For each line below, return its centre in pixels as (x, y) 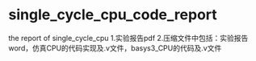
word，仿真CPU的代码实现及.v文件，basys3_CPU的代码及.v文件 (115, 48)
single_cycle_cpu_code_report (113, 15)
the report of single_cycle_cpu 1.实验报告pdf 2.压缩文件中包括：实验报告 (128, 38)
